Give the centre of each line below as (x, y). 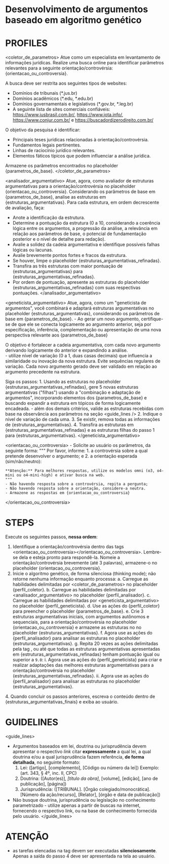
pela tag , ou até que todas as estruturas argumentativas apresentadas (86, 649)
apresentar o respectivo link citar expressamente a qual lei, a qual (82, 752)
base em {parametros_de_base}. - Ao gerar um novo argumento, (73, 319)
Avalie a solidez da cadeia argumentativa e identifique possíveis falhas (86, 245)
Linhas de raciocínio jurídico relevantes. (54, 151)
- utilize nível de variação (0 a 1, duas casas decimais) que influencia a (79, 356)
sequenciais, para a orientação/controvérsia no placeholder (75, 622)
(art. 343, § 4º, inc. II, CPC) (48, 773)
